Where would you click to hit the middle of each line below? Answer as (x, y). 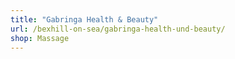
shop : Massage (40, 38)
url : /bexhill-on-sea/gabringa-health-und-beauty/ (118, 29)
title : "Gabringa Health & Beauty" (84, 19)
